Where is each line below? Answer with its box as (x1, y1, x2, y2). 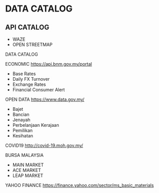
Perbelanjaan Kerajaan (12, 122, 59, 128)
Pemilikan (12, 127, 33, 133)
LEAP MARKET (12, 172, 44, 178)
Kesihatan (12, 133, 34, 138)
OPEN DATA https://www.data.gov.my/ (5, 96, 85, 102)
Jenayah (12, 117, 31, 123)
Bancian (12, 111, 30, 117)
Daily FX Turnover (12, 76, 50, 82)
